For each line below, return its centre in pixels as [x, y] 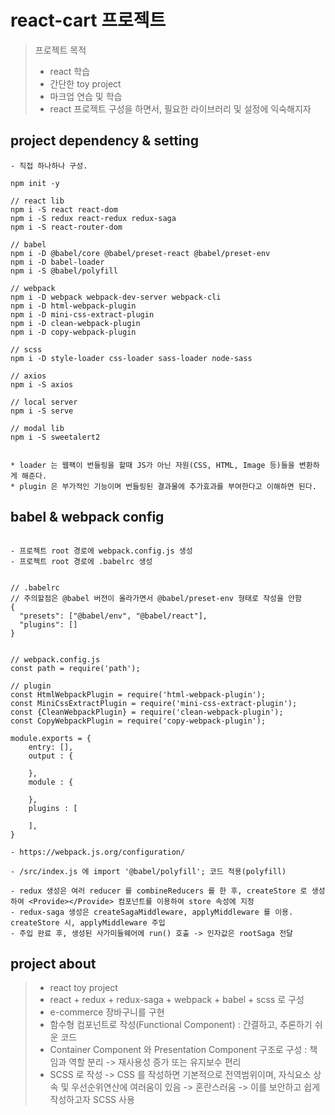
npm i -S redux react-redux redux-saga [93, 218]
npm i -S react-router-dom [66, 227]
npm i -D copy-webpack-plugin [73, 332]
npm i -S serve [42, 411]
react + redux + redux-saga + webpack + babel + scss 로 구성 [177, 1000]
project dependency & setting [104, 141]
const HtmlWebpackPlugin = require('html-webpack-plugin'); [138, 694]
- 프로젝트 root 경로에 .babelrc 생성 [81, 561]
